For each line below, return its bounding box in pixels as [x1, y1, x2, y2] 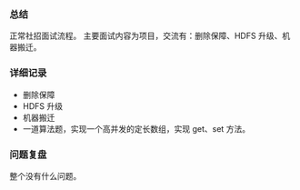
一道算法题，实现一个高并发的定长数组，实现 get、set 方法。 [22, 123, 251, 134]
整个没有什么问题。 [9, 170, 82, 181]
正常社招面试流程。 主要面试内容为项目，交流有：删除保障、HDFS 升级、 [9, 30, 283, 42]
